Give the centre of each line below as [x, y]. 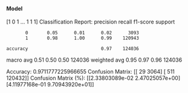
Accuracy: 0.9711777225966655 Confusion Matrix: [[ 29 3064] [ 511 [91, 72]
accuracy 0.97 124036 [73, 49]
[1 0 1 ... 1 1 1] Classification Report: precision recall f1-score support [91, 22]
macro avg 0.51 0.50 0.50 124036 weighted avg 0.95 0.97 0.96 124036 [94, 60]
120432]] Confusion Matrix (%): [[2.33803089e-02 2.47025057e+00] [93, 78]
